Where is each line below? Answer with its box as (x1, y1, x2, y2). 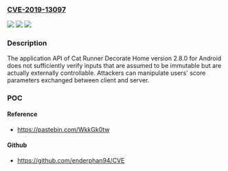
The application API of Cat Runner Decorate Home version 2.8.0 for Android (7, 54, 222, 62)
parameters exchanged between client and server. (7, 76, 150, 84)
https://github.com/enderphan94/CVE (16, 156, 125, 164)
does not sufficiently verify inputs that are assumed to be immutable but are (7, 61, 222, 69)
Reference (7, 110, 38, 118)
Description (7, 38, 47, 48)
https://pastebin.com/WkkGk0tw (16, 125, 110, 133)
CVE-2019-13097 (7, 5, 67, 14)
